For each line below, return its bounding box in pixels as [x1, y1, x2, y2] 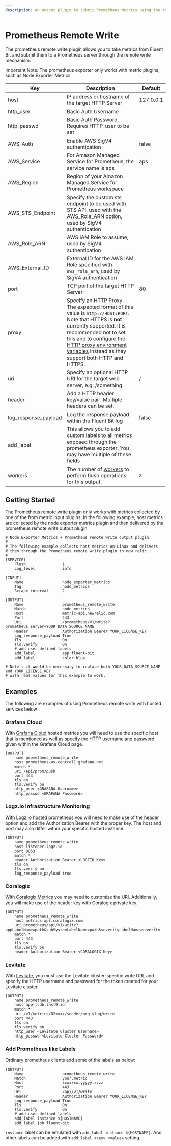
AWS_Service [8, 158, 40, 165]
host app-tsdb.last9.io [14, 1002, 65, 1007]
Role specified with [67, 261, 112, 268]
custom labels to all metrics [67, 431, 132, 439]
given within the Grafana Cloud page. [5, 741, 83, 747]
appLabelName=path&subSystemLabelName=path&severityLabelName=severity [5, 927, 160, 933]
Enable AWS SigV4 [67, 137, 112, 144]
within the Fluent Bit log [67, 417, 123, 424]
